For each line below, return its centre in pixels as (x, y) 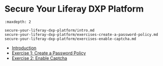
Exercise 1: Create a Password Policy (49, 53)
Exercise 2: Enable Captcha (39, 58)
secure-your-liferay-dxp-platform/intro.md (50, 30)
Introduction (24, 48)
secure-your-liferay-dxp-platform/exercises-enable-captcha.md (70, 39)
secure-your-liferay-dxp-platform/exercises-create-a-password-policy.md (81, 34)
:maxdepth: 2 (18, 22)
